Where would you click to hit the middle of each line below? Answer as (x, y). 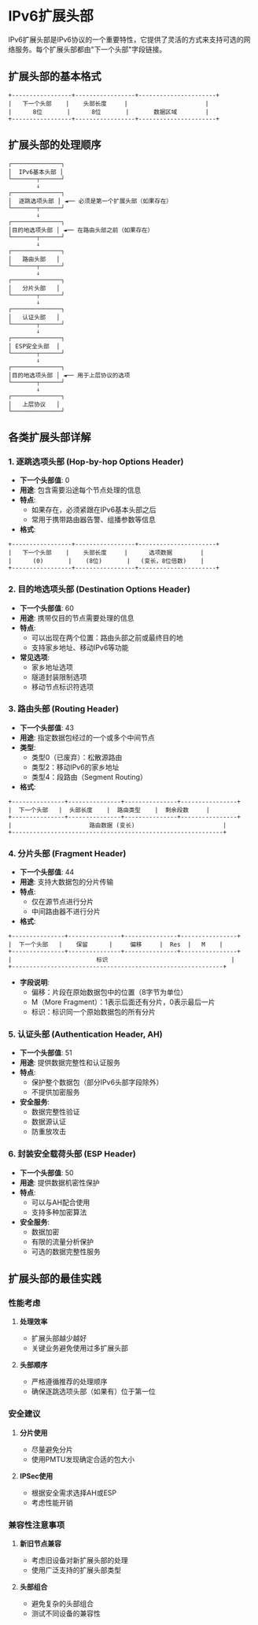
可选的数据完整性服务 (66, 1251)
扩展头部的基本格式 (55, 77)
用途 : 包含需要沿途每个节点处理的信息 (80, 490)
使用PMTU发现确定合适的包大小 (83, 1459)
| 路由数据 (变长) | (117, 825)
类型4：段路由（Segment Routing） (89, 777)
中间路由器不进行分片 (66, 911)
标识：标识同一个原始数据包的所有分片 (93, 1012)
